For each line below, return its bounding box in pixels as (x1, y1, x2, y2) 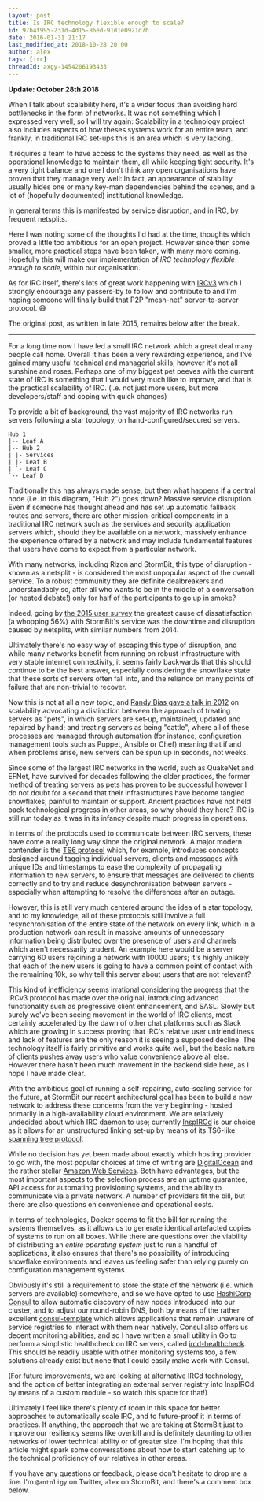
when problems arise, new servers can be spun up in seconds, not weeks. (8, 747, 249, 757)
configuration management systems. (8, 1264, 127, 1274)
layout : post (8, 11, 51, 20)
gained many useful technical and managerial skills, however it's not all (8, 358, 238, 367)
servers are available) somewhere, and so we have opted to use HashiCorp (8, 1288, 251, 1298)
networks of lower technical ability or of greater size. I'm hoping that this (8, 1436, 244, 1446)
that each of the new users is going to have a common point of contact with (8, 961, 253, 970)
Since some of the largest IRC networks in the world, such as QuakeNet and (8, 762, 254, 773)
